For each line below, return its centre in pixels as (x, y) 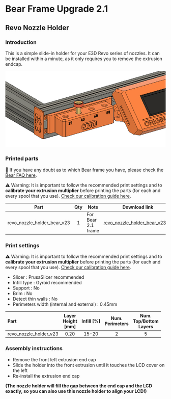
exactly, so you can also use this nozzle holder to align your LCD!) (76, 391)
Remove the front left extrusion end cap (54, 359)
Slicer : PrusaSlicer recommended (48, 277)
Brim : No (22, 294)
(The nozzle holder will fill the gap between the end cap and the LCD (79, 386)
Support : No (26, 288)
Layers (146, 326)
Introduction (21, 42)
